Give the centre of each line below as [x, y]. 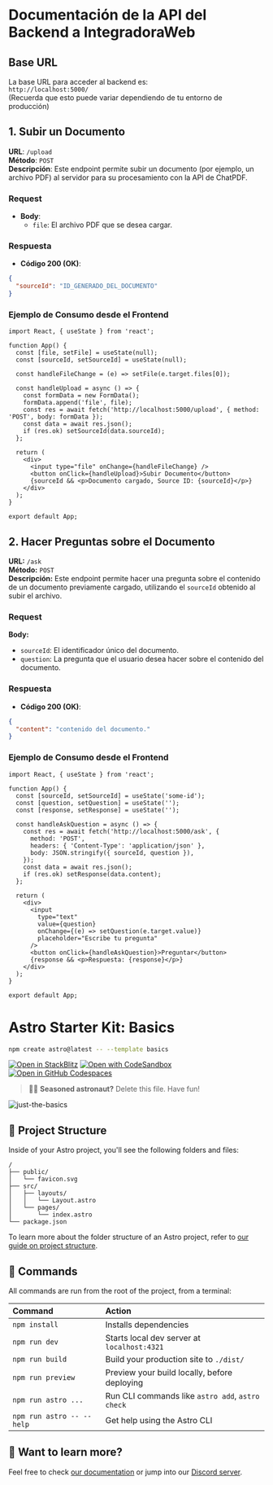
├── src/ [23, 1186]
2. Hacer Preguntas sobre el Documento [112, 542]
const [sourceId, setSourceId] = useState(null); [101, 360]
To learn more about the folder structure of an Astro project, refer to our [129, 1237]
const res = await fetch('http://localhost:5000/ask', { [121, 831]
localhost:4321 [134, 1347]
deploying [124, 1383]
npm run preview [44, 1378]
